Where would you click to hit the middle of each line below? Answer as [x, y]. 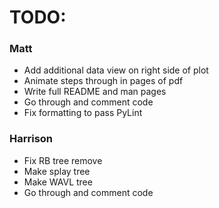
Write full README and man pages [95, 92]
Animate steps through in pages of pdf [103, 81]
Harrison [31, 139]
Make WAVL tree [58, 182]
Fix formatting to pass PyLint [83, 113]
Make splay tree [57, 171]
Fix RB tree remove [63, 160]
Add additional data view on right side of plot [116, 70]
